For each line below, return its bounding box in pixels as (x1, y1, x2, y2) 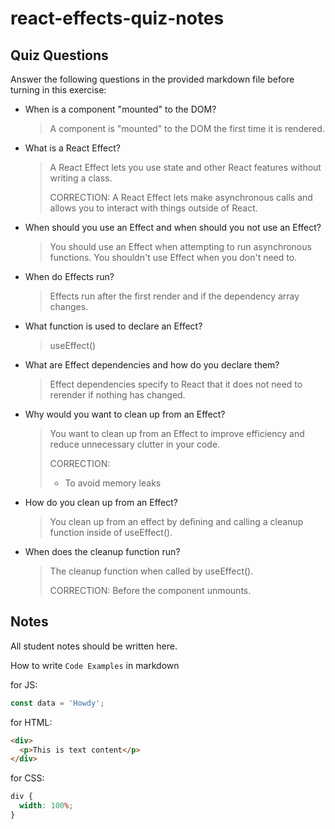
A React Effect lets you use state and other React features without (49, 162, 322, 173)
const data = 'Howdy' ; (10, 698, 105, 708)
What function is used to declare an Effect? (24, 320, 203, 332)
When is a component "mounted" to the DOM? (24, 103, 217, 115)
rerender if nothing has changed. (49, 389, 186, 401)
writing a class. (49, 172, 113, 184)
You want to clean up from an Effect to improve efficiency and (49, 428, 305, 439)
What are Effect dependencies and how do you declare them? (24, 359, 280, 371)
